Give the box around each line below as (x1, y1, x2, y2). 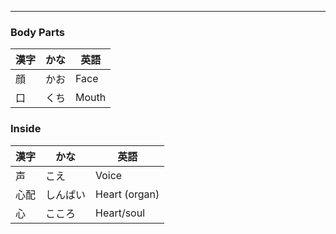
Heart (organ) (95, 187, 160, 201)
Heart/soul (95, 206, 146, 220)
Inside (10, 122, 42, 136)
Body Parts (10, 25, 65, 39)
